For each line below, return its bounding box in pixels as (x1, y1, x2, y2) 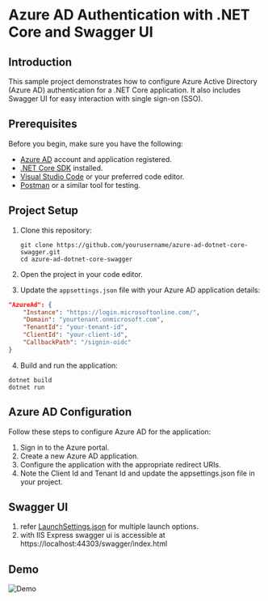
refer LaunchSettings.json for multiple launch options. (19, 522, 199, 531)
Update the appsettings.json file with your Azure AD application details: (19, 285, 261, 295)
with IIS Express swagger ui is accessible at (19, 531, 165, 540)
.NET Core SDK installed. (19, 163, 103, 173)
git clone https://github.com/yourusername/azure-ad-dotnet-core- (19, 241, 249, 249)
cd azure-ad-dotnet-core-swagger (19, 255, 133, 263)
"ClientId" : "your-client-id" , (23, 330, 128, 339)
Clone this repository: (19, 225, 92, 235)
